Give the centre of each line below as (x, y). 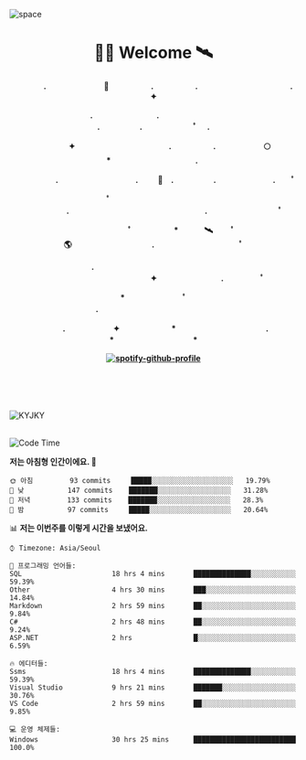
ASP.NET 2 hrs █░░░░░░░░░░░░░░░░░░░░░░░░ (153, 638)
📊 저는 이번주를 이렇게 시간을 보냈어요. (79, 528)
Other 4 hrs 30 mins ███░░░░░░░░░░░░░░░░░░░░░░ (153, 590)
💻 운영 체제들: (35, 730)
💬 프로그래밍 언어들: (43, 566)
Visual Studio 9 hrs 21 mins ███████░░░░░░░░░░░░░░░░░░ (153, 688)
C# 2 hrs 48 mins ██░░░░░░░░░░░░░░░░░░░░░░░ (153, 622)
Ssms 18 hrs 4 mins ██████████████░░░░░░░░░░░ (153, 672)
